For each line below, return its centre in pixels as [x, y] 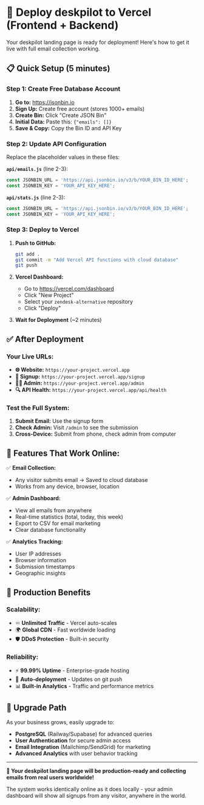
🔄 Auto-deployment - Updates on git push [69, 679]
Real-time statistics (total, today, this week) [69, 517]
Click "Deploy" [42, 308]
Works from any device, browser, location [67, 487]
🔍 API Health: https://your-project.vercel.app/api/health [91, 390]
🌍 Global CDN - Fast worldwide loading [65, 630]
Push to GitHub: [36, 243]
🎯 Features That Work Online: [63, 453]
